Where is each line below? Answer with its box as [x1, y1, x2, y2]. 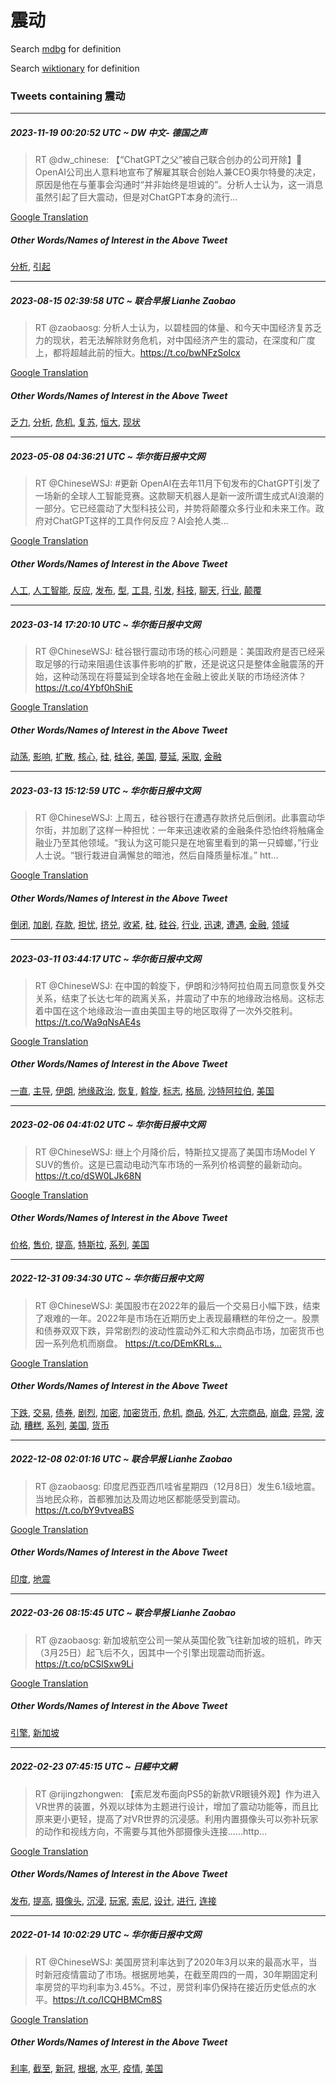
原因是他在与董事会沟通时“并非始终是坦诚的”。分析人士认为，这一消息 [34, 179, 324, 191]
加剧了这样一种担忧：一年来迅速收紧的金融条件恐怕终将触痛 [69, 824, 316, 836]
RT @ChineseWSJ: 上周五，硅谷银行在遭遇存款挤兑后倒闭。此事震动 [34, 811, 317, 823]
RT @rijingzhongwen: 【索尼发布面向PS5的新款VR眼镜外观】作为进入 [34, 1787, 321, 1800]
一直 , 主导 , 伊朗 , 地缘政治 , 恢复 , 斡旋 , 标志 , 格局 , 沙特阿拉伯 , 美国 [10, 1084, 275, 1096]
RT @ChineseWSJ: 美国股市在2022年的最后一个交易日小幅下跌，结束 [34, 1299, 321, 1311]
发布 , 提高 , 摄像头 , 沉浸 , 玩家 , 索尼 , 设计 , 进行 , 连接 [10, 1894, 217, 1906]
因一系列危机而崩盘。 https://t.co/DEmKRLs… [34, 1337, 222, 1349]
